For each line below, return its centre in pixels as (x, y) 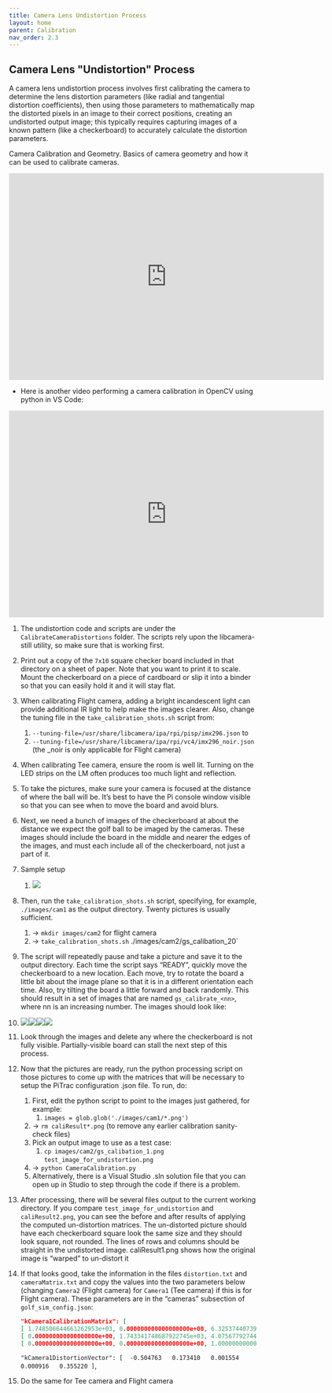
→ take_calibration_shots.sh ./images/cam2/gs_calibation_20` (135, 942)
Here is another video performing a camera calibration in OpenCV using (137, 392)
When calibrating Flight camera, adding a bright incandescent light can (135, 701)
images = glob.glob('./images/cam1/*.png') (116, 1118)
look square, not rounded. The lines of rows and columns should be (130, 1242)
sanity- (227, 1126)
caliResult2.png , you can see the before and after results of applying (133, 1217)
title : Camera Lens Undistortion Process (78, 15)
